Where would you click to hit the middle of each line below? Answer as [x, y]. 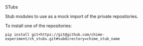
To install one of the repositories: [38, 26]
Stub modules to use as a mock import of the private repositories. [72, 16]
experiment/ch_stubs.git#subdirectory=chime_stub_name [63, 39]
